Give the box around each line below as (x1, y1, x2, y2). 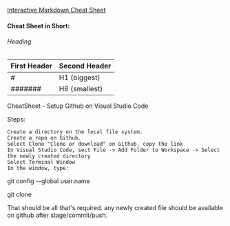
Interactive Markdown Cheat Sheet (7, 6, 106, 14)
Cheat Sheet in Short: (7, 21, 70, 30)
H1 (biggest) (59, 73, 101, 82)
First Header (10, 61, 53, 70)
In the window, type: (7, 164, 70, 171)
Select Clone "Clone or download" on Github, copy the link (7, 140, 184, 147)
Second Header (59, 61, 112, 70)
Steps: (7, 115, 25, 123)
